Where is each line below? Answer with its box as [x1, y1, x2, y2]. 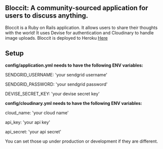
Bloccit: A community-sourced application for [5, 4, 148, 12]
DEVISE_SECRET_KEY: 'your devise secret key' [5, 91, 100, 97]
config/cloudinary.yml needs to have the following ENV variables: [5, 100, 142, 106]
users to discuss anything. [5, 12, 88, 20]
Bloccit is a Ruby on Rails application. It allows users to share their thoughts [5, 25, 158, 30]
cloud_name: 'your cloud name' [5, 110, 69, 116]
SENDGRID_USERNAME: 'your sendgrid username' [5, 72, 108, 77]
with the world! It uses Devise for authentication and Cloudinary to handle [5, 29, 154, 36]
